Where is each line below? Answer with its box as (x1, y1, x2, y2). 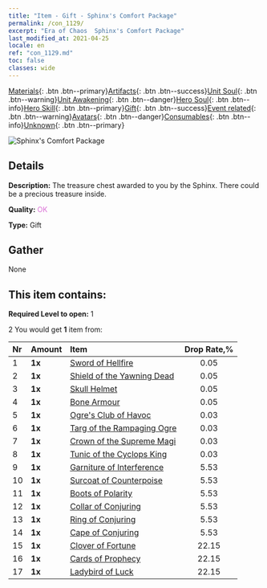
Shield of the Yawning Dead (69, 370, 175, 382)
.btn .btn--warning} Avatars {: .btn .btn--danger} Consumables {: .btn (8, 112, 230, 121)
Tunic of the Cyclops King (69, 449, 168, 460)
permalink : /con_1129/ (8, 19, 84, 27)
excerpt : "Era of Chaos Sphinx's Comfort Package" (8, 27, 184, 35)
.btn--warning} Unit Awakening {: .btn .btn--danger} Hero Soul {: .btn (8, 94, 229, 104)
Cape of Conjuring (69, 527, 140, 538)
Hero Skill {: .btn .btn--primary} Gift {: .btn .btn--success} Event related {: (23, 103, 257, 112)
